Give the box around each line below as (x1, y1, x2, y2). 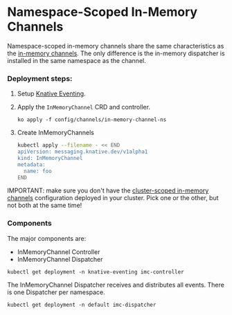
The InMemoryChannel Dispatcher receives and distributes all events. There (7, 280, 225, 289)
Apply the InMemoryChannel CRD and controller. (17, 103, 151, 111)
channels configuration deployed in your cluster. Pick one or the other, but (7, 194, 220, 202)
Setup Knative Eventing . (17, 89, 86, 98)
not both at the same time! (7, 201, 82, 210)
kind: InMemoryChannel (17, 154, 83, 161)
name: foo (24, 168, 52, 174)
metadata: (17, 161, 46, 168)
